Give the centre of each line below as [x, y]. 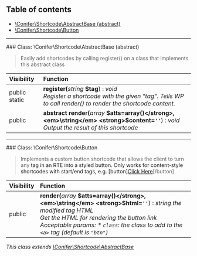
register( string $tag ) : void [80, 88]
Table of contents [39, 10]
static [17, 100]
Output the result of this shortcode [91, 127]
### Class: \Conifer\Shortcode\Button [52, 147]
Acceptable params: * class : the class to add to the [111, 225]
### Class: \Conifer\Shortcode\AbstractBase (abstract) [73, 47]
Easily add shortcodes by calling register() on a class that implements [104, 58]
